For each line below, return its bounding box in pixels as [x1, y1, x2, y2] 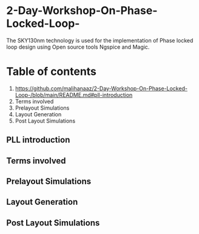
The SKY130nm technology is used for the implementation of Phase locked [6, 37, 194, 44]
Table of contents [6, 65, 97, 79]
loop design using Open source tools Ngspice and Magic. [6, 43, 150, 51]
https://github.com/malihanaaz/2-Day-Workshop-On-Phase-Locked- [15, 85, 188, 92]
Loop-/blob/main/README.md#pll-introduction [15, 91, 133, 98]
